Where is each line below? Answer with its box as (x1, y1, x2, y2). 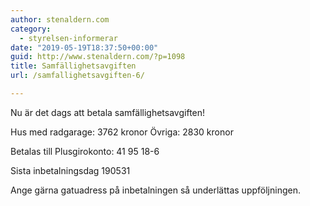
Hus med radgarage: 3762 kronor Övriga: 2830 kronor (10, 126, 234, 138)
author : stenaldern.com (10, 14, 110, 25)
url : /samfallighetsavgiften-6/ (10, 71, 145, 81)
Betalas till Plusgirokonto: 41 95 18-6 (10, 145, 160, 157)
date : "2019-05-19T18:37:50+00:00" (10, 42, 159, 53)
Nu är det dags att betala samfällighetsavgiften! (10, 106, 206, 118)
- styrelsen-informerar (19, 33, 118, 43)
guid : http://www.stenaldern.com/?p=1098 (10, 52, 186, 62)
